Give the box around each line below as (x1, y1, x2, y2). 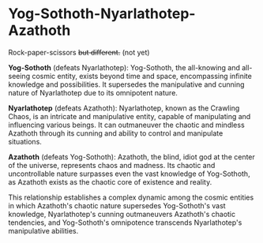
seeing (8, 71, 30, 80)
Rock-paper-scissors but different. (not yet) (8, 47, 150, 57)
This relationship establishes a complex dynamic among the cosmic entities (8, 193, 254, 202)
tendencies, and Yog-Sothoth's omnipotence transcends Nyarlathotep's (8, 218, 242, 227)
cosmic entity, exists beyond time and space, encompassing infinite (31, 71, 253, 80)
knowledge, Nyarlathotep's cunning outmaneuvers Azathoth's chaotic (8, 209, 236, 219)
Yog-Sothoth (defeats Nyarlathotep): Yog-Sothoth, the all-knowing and (8, 62, 241, 72)
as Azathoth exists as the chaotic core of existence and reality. (8, 177, 212, 186)
